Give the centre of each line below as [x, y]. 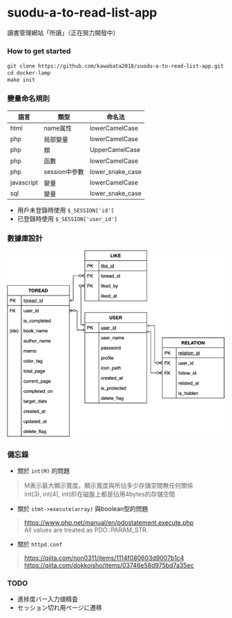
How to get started [39, 51]
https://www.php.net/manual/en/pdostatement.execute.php [109, 522]
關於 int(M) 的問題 [43, 470]
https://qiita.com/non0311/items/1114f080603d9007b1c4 [104, 558]
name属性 [58, 128]
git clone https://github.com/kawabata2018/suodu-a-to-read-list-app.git [116, 66]
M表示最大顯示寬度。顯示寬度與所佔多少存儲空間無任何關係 [108, 485]
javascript [24, 183]
